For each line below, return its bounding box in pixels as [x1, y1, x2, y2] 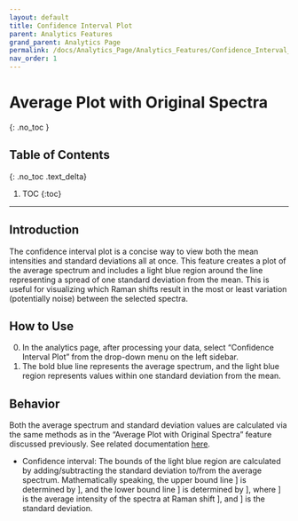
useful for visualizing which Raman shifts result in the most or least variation [9, 283, 287, 294]
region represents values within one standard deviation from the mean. [21, 370, 281, 382]
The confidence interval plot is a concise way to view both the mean [9, 246, 259, 257]
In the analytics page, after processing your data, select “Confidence [21, 343, 275, 353]
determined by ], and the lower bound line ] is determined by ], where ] [21, 485, 281, 495]
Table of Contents [9, 147, 111, 162]
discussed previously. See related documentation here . [9, 438, 211, 449]
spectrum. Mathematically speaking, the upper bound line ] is [21, 475, 247, 485]
